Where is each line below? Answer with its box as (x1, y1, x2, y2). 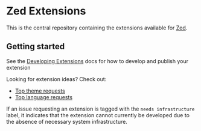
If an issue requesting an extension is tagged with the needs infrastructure (6, 105, 195, 112)
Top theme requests (14, 87, 65, 94)
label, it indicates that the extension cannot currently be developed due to (6, 111, 190, 118)
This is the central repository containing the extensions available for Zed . (6, 24, 188, 31)
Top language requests (14, 93, 73, 100)
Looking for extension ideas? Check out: (6, 75, 107, 82)
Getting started (6, 41, 65, 52)
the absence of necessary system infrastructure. (6, 118, 128, 125)
